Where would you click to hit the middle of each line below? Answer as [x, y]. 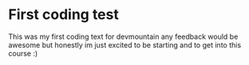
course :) [23, 53]
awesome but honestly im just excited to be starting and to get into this [125, 44]
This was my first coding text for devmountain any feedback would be [123, 36]
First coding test [64, 15]
